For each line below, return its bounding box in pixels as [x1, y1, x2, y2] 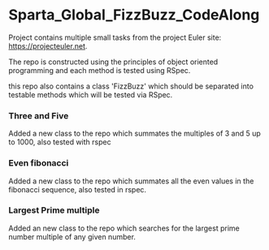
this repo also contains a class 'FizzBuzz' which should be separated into [8, 81, 254, 91]
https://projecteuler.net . [8, 41, 88, 50]
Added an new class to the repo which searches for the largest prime [8, 223, 240, 233]
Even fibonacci [8, 157, 69, 169]
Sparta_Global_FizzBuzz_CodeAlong [8, 6, 260, 24]
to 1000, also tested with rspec [8, 137, 111, 147]
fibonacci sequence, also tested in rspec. [8, 184, 147, 194]
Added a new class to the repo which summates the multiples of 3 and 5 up [8, 128, 262, 139]
